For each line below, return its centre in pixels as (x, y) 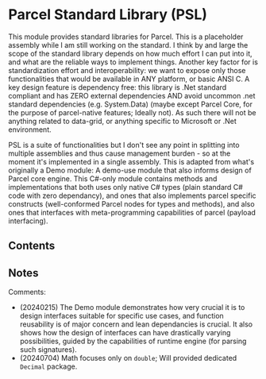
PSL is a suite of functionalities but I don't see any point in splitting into (124, 145)
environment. (30, 130)
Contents (32, 246)
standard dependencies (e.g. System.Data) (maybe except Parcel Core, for (130, 104)
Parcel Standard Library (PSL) (108, 15)
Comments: (27, 292)
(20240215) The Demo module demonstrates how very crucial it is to (132, 307)
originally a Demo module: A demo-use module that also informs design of (130, 170)
